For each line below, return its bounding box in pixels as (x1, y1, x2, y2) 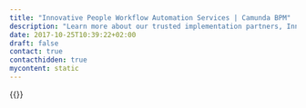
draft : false (9, 38, 59, 48)
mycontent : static (9, 64, 79, 74)
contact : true (9, 47, 64, 56)
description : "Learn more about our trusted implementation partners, (9, 22, 283, 31)
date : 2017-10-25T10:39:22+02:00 (9, 30, 137, 39)
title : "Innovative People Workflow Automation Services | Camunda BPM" (9, 13, 291, 23)
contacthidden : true (9, 55, 88, 64)
